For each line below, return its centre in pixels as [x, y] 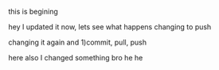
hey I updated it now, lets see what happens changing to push [110, 27]
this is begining [33, 12]
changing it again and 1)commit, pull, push [78, 42]
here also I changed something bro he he [76, 58]
